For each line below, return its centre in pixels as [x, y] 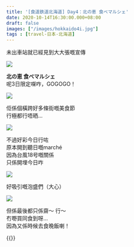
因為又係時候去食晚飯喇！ [38, 226]
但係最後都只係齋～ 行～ [36, 211]
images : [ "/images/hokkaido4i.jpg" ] [52, 29]
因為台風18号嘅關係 [30, 155]
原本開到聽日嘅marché [34, 147]
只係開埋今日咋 [25, 162]
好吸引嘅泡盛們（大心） [35, 187]
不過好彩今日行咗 [27, 140]
